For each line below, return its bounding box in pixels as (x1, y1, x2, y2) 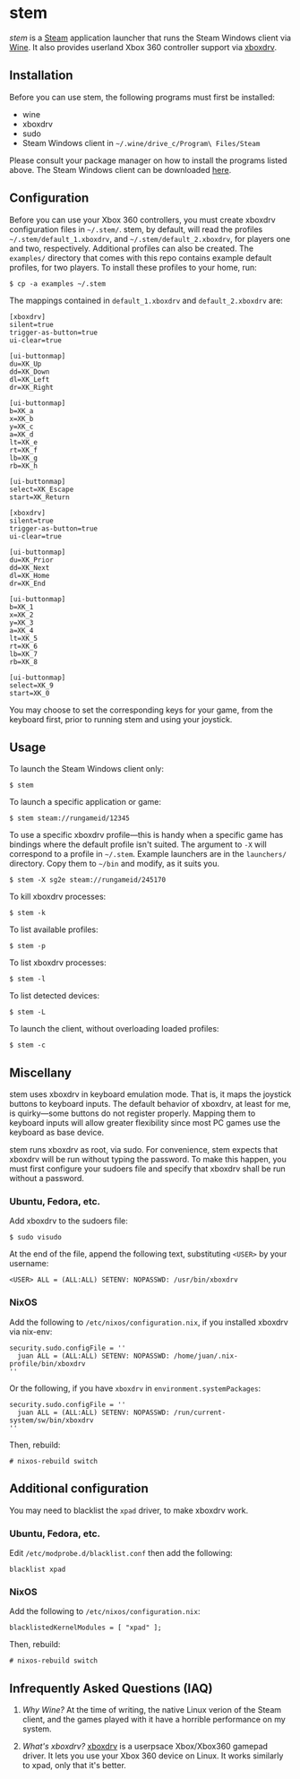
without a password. (9, 1173, 85, 1184)
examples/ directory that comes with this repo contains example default (9, 252, 272, 263)
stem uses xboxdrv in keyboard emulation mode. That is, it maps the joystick (9, 1089, 292, 1100)
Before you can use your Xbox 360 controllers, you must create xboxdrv (9, 214, 276, 225)
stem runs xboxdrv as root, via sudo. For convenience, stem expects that (9, 1144, 279, 1155)
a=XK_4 (9, 626, 34, 635)
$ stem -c (9, 1041, 47, 1050)
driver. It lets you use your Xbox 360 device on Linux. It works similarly (21, 1750, 284, 1761)
